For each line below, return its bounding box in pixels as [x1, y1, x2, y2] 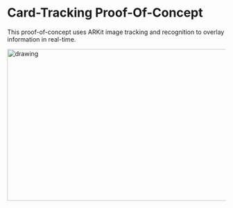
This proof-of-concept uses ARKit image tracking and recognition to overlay [7, 28, 225, 36]
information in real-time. [7, 35, 76, 43]
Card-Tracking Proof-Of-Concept [7, 5, 203, 21]
